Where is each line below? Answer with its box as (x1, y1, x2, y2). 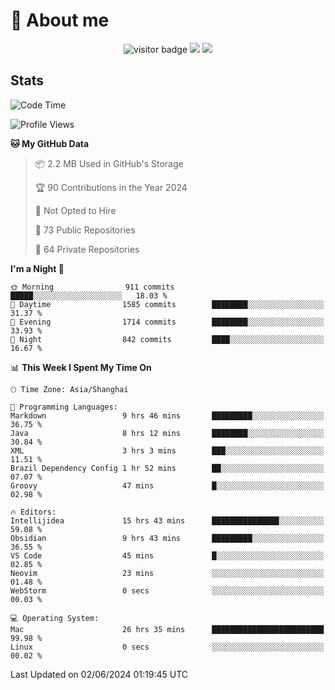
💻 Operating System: (10, 613, 100, 623)
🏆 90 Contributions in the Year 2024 (34, 181, 188, 193)
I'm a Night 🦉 (10, 262, 65, 274)
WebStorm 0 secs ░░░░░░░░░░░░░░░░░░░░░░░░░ (10, 585, 325, 596)
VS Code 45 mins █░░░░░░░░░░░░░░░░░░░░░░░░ (10, 550, 325, 561)
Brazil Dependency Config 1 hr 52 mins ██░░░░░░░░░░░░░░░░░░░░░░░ (10, 463, 325, 473)
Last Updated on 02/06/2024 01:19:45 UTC (10, 668, 188, 680)
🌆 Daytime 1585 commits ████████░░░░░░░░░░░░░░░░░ (10, 299, 325, 309)
